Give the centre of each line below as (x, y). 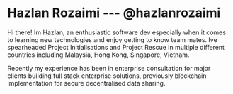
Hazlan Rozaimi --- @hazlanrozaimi (114, 13)
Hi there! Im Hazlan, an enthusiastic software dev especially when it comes (117, 32)
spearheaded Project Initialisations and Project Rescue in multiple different (116, 47)
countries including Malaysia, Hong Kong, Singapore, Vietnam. (98, 55)
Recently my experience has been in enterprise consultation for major (109, 68)
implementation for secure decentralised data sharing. (86, 83)
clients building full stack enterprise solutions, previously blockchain (107, 76)
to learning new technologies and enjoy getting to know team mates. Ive (112, 39)
